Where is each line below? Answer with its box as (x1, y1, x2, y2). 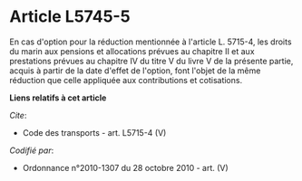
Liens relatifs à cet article (9, 92, 107, 103)
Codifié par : (9, 145, 54, 156)
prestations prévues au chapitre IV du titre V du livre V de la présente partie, (9, 55, 294, 66)
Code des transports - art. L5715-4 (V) (22, 127, 167, 138)
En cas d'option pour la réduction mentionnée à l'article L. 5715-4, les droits (9, 36, 292, 47)
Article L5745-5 (9, 6, 131, 27)
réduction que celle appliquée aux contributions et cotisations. (9, 74, 243, 85)
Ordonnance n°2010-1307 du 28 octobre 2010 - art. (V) (22, 162, 229, 173)
